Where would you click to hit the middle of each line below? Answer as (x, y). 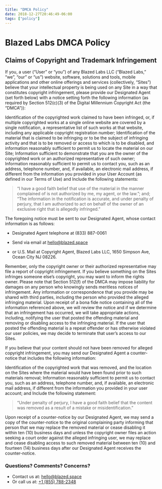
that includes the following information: (58, 358)
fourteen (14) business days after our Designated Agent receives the (73, 448)
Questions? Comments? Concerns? (48, 466)
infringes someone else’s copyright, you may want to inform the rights (75, 277)
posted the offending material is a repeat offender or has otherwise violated (80, 328)
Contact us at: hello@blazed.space (47, 476)
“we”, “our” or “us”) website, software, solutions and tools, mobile (70, 77)
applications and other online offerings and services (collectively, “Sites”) (78, 82)
